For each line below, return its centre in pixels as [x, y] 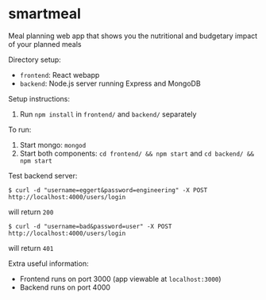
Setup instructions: [39, 98]
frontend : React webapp [60, 75]
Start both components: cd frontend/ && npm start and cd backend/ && [137, 153]
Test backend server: [43, 175]
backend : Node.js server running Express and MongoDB [110, 83]
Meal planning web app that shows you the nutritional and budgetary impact [133, 36]
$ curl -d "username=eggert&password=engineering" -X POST [108, 190]
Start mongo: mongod [53, 144]
